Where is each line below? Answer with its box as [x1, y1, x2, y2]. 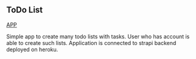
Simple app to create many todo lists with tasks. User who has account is [6, 33, 190, 40]
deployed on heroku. [6, 46, 58, 53]
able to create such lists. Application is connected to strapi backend [6, 39, 177, 46]
